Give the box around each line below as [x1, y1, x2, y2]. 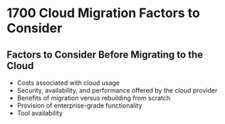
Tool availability [16, 109, 63, 117]
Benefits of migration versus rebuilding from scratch [16, 94, 171, 102]
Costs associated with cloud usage [16, 78, 120, 87]
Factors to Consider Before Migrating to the [6, 48, 204, 61]
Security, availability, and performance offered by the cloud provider [16, 86, 218, 94]
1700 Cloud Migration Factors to [6, 5, 200, 21]
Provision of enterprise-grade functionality [16, 101, 143, 110]
